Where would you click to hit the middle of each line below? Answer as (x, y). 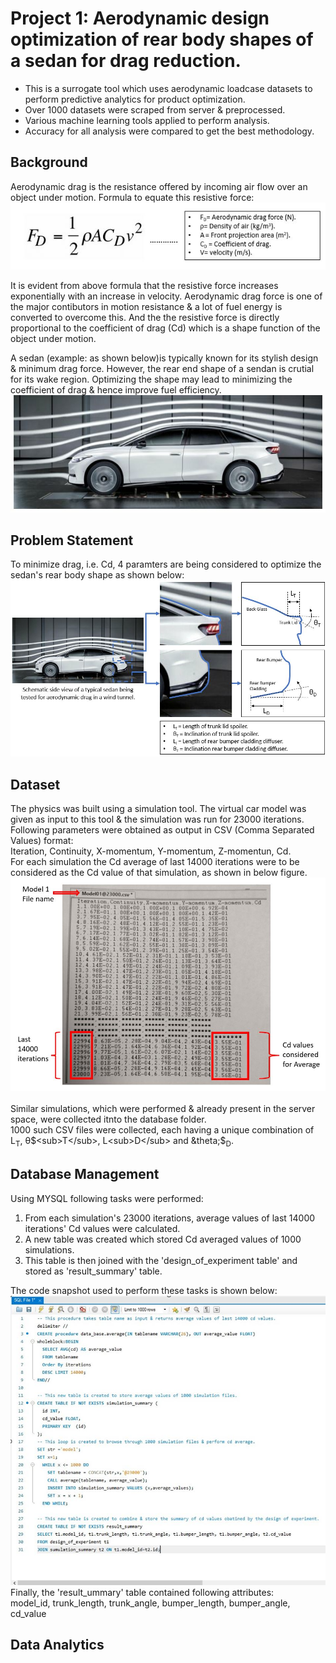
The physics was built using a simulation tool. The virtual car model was (158, 809)
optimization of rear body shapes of (162, 39)
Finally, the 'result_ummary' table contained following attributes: (142, 1592)
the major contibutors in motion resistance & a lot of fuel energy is (146, 306)
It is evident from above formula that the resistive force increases (144, 285)
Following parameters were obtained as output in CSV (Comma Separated (162, 830)
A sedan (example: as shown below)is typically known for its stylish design (164, 358)
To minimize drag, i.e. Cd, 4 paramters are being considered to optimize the (166, 564)
